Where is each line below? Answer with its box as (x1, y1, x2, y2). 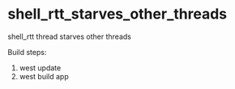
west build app (19, 71, 70, 81)
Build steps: (7, 47, 47, 57)
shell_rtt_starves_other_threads (7, 5, 228, 23)
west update (19, 62, 62, 73)
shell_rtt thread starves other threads (7, 32, 131, 41)
